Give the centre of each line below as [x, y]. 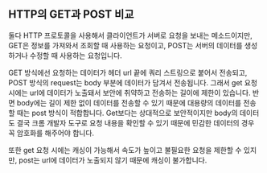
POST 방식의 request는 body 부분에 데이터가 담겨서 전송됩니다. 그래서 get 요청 [133, 82]
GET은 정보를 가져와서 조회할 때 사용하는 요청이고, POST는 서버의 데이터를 [125, 45]
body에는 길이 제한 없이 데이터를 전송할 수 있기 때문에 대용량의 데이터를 [129, 102]
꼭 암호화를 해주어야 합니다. [51, 133]
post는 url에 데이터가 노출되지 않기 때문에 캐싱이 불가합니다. [113, 160]
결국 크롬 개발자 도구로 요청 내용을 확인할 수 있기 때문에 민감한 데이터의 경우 [136, 122]
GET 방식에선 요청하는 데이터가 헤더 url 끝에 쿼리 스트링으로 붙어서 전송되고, [128, 72]
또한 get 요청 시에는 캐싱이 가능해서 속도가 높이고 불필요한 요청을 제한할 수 [125, 150]
